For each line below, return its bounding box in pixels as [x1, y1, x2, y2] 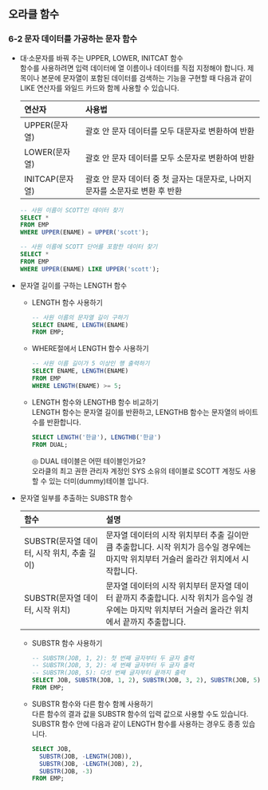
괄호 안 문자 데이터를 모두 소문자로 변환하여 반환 [85, 152, 255, 164]
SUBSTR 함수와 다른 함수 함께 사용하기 [31, 699, 154, 709]
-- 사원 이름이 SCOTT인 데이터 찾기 [19, 206, 124, 214]
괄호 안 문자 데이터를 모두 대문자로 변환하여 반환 [85, 125, 255, 136]
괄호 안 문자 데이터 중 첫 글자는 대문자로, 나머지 [85, 173, 252, 184]
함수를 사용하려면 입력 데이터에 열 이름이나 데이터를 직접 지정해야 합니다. [19, 63, 246, 73]
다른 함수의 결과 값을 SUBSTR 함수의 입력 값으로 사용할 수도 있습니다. [31, 709, 249, 718]
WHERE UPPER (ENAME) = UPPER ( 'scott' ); [19, 228, 149, 237]
